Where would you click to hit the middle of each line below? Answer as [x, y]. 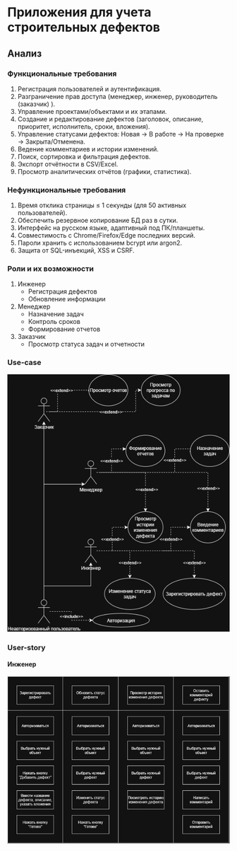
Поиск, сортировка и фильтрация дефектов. [84, 156]
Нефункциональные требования [67, 190]
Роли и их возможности [50, 269]
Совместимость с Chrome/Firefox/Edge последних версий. [107, 236]
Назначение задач [56, 314]
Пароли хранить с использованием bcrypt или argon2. [99, 243]
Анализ [25, 53]
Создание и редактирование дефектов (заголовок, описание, [110, 119]
